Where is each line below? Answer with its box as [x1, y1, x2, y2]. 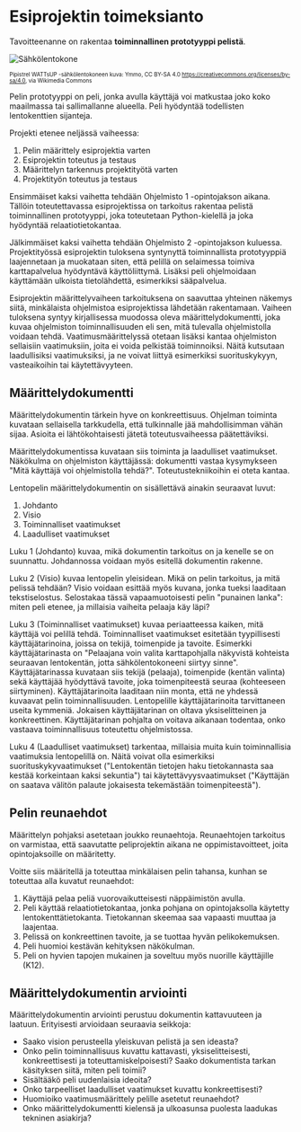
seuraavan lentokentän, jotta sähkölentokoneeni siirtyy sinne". [9, 657, 239, 668]
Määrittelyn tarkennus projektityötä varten [22, 164, 178, 174]
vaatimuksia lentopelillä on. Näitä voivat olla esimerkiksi [9, 750, 215, 761]
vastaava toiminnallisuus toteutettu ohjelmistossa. [9, 723, 193, 734]
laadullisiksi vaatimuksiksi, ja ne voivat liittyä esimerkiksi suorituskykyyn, [9, 349, 279, 360]
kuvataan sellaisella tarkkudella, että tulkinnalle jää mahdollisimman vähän [9, 419, 283, 429]
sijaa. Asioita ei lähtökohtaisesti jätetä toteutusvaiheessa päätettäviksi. [9, 429, 270, 439]
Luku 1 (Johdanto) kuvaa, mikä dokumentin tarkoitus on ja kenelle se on [9, 545, 274, 556]
